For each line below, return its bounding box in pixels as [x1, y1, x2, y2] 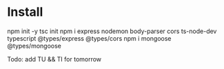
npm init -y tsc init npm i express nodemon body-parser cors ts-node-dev [7, 27, 217, 35]
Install [7, 4, 43, 20]
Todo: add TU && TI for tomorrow [7, 55, 102, 63]
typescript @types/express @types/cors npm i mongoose [7, 34, 172, 42]
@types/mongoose [7, 41, 62, 50]
